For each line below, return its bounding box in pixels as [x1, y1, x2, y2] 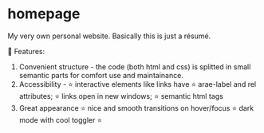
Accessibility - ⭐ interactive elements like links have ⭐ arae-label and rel [18, 79, 257, 88]
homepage [7, 5, 81, 23]
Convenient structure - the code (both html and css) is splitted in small [18, 61, 251, 72]
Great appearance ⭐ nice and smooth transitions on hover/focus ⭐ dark [18, 103, 254, 112]
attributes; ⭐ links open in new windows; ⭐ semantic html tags [18, 91, 224, 100]
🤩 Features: [7, 46, 45, 56]
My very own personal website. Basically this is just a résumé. [7, 31, 211, 41]
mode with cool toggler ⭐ [18, 115, 103, 124]
